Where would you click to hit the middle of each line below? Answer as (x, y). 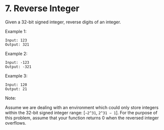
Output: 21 (16, 89)
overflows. (16, 123)
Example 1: (16, 31)
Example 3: (16, 75)
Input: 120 (16, 85)
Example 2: (16, 54)
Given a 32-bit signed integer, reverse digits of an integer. (63, 22)
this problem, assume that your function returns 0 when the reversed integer (82, 118)
